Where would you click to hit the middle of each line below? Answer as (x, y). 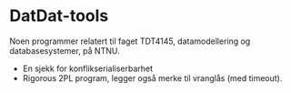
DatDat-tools (59, 16)
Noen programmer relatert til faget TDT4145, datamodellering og (130, 41)
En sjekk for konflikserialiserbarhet (87, 68)
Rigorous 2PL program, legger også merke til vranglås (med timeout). (152, 77)
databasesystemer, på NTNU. (65, 50)
